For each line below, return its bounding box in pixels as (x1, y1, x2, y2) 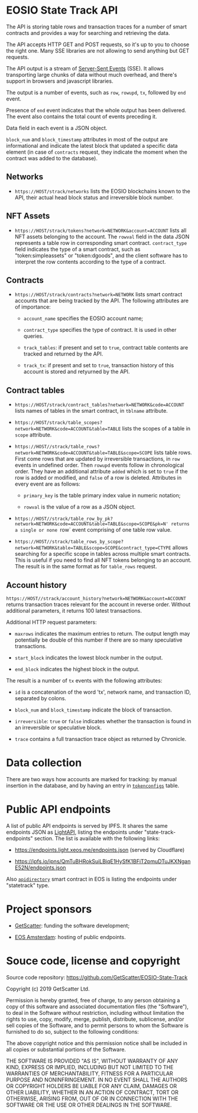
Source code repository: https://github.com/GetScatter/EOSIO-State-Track (6, 973, 188, 981)
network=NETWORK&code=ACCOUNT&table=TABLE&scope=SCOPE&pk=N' (14, 521, 169, 527)
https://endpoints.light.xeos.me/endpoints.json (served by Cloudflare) (14, 846, 185, 853)
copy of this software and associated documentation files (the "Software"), (6, 1003, 189, 1010)
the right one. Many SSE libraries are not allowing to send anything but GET (6, 47, 190, 54)
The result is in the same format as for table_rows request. (14, 563, 157, 570)
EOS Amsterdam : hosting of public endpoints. (14, 933, 126, 940)
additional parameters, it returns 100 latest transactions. (6, 607, 142, 614)
